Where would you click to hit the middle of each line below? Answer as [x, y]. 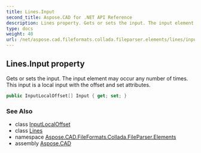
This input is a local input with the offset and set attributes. [78, 85]
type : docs [20, 28]
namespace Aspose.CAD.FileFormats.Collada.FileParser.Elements [95, 137]
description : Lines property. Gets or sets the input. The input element [100, 23]
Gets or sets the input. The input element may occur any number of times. [97, 78]
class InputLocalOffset [42, 124]
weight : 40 [20, 34]
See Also [19, 111]
